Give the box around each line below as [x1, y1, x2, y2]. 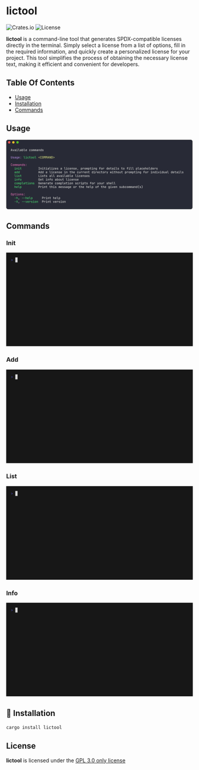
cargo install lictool [6, 724, 62, 730]
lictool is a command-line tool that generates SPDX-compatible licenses [6, 35, 182, 42]
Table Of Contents [6, 78, 75, 88]
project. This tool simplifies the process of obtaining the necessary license [6, 54, 188, 61]
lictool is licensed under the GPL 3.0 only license [6, 756, 126, 764]
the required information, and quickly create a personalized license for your [6, 48, 191, 55]
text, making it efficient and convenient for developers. [6, 61, 140, 68]
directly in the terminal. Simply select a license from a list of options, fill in [6, 42, 186, 49]
